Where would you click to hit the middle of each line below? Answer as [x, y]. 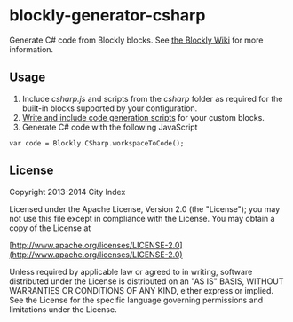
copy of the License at [50, 228]
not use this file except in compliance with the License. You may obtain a [142, 218]
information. [32, 49]
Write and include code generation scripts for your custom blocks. [143, 117]
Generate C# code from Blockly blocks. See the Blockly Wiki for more [136, 40]
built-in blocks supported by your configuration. [110, 108]
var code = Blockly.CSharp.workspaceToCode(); [97, 143]
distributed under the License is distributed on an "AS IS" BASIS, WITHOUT [146, 281]
